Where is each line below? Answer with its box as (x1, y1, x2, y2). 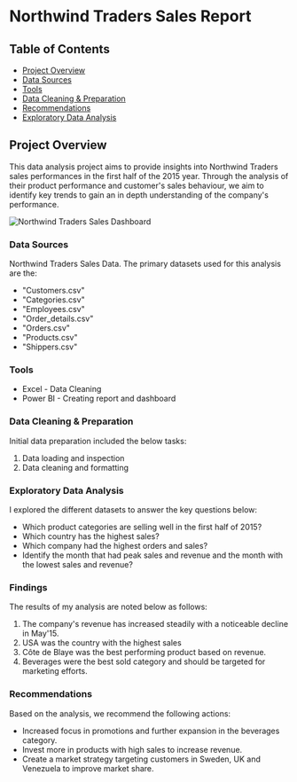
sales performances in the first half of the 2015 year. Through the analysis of (9, 170, 289, 181)
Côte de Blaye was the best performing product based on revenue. (21, 647, 267, 658)
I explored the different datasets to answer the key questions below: (9, 504, 258, 515)
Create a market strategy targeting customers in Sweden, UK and (21, 754, 262, 764)
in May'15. (21, 628, 59, 639)
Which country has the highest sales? (21, 531, 160, 542)
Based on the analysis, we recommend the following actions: (9, 708, 231, 719)
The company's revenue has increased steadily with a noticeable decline (21, 619, 289, 630)
